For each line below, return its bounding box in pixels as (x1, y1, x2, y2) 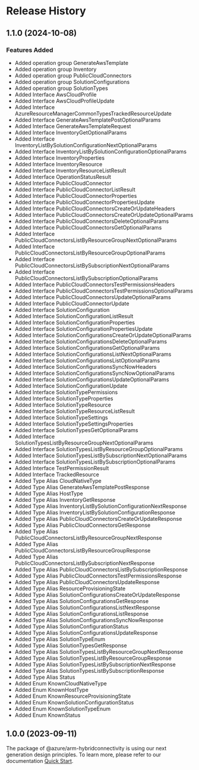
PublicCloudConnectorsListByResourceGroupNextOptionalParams (14, 237, 177, 244)
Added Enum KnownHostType (14, 686, 89, 693)
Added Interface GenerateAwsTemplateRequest (14, 122, 131, 129)
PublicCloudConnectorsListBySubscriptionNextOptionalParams (14, 262, 170, 269)
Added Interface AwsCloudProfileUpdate (14, 97, 115, 104)
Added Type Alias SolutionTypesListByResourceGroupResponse (14, 654, 172, 662)
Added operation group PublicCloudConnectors (14, 72, 132, 79)
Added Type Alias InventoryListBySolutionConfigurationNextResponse (14, 502, 187, 510)
